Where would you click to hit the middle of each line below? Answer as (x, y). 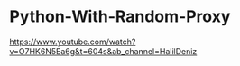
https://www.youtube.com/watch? (73, 42)
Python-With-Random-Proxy (120, 17)
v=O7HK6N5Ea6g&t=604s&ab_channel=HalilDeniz (103, 51)
